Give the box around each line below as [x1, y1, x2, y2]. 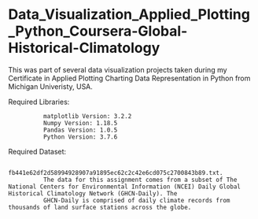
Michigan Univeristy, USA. [8, 81, 93, 91]
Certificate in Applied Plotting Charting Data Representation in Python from [8, 73, 251, 83]
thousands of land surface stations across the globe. [8, 203, 192, 211]
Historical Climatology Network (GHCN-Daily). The [8, 189, 178, 198]
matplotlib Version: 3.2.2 [42, 112, 132, 120]
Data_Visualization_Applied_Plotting [8, 6, 250, 24]
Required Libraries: [8, 97, 70, 106]
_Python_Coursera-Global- [8, 22, 188, 40]
